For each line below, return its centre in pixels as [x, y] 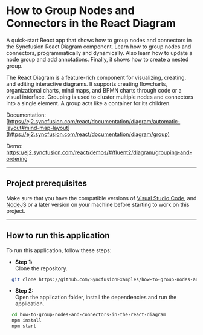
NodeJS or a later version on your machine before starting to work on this [98, 204]
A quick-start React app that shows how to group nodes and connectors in [99, 40]
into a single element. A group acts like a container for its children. [89, 103]
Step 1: [24, 262]
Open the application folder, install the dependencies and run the [96, 298]
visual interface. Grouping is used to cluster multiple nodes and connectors [100, 97]
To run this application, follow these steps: [59, 250]
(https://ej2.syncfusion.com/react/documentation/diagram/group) [88, 134]
